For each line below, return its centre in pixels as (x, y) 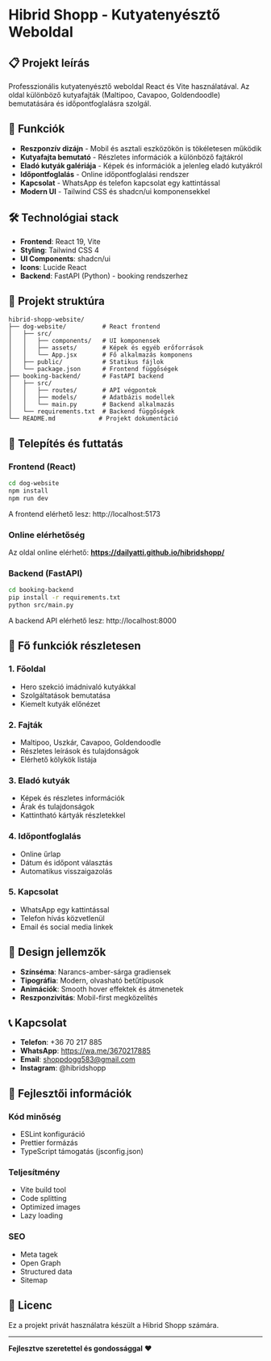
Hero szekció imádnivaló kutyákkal (78, 687)
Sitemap (34, 1280)
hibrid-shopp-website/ (46, 320)
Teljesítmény (34, 1173)
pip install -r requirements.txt (65, 598)
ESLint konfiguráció (52, 1135)
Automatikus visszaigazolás (66, 871)
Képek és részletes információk (72, 798)
